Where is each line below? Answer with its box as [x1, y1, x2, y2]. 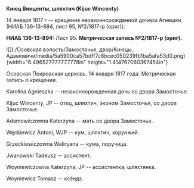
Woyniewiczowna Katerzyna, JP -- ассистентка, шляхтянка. [6, 164, 156, 170]
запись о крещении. [6, 77, 58, 83]
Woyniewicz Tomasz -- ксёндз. [6, 175, 84, 182]
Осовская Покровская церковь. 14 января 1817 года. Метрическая [6, 70, 176, 77]
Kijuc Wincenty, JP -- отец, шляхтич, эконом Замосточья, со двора [6, 99, 177, 106]
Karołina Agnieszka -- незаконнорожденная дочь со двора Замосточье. [6, 88, 189, 95]
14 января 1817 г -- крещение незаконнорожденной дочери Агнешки [6, 17, 181, 23]
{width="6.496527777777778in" [6, 59, 87, 65]
